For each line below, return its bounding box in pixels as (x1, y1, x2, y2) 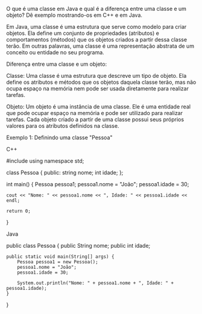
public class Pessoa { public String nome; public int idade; (6, 242, 151, 249)
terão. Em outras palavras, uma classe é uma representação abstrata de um (6, 42, 195, 49)
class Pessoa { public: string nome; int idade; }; (6, 169, 124, 176)
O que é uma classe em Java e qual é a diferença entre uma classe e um (6, 5, 187, 12)
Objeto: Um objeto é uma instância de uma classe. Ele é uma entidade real (6, 103, 191, 110)
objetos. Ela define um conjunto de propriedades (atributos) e (6, 30, 160, 37)
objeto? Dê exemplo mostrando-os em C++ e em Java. (6, 11, 143, 19)
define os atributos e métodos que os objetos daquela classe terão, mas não (6, 78, 197, 86)
